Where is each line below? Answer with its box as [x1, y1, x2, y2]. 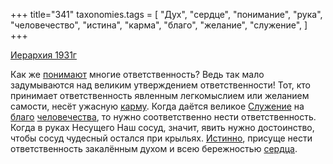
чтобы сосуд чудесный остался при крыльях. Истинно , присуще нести [10, 132, 313, 144]
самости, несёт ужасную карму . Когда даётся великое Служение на [10, 100, 305, 112]
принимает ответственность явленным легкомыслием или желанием [10, 90, 310, 101]
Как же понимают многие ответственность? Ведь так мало [10, 69, 265, 80]
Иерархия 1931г [10, 49, 77, 61]
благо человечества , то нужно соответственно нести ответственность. [10, 111, 317, 123]
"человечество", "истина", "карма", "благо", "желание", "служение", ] [10, 19, 308, 31]
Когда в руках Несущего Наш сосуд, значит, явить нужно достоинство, [10, 122, 315, 133]
